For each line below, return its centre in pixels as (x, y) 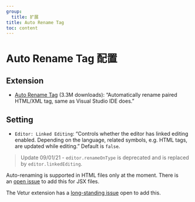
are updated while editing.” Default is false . (67, 146)
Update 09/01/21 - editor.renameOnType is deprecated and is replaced (105, 158)
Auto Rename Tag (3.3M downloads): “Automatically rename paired (96, 95)
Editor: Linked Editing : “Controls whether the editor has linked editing (101, 134)
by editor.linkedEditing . (51, 164)
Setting (20, 119)
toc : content (22, 28)
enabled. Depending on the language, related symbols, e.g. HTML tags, (101, 140)
